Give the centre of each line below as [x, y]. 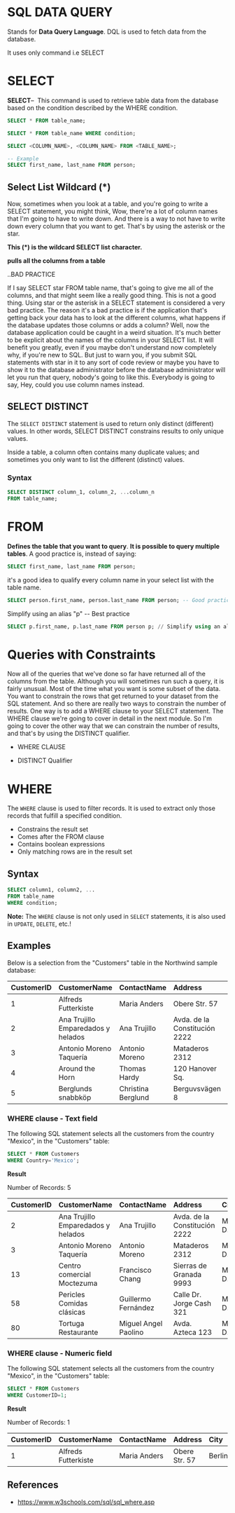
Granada [187, 1274]
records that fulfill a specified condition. [65, 816]
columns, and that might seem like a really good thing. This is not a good [112, 296]
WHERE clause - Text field [52, 1118]
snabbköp [75, 1097]
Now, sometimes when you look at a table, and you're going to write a [108, 204]
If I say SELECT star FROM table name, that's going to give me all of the [111, 288]
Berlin [219, 1456]
